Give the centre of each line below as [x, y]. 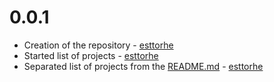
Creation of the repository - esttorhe [98, 45]
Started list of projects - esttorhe [91, 55]
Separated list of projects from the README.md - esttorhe [143, 66]
